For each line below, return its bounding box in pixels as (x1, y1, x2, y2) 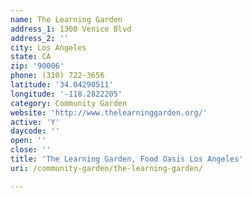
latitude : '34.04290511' (10, 80, 114, 90)
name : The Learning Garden (10, 14, 123, 25)
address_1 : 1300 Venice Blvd (10, 24, 132, 34)
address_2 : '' (10, 33, 70, 43)
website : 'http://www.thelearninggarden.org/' (10, 107, 208, 118)
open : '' (10, 136, 47, 146)
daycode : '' (10, 126, 60, 136)
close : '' (10, 145, 52, 155)
